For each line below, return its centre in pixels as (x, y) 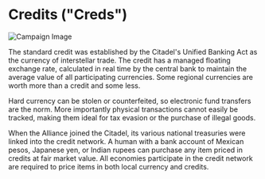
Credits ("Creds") (68, 15)
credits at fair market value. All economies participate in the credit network (131, 158)
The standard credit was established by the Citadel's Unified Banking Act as (133, 51)
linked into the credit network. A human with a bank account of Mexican (126, 141)
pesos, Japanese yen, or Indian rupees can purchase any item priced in (126, 150)
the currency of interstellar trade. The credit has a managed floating (119, 60)
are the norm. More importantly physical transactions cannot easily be (123, 109)
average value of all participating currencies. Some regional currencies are (131, 77)
